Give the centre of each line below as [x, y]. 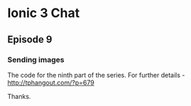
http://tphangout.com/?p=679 [51, 83]
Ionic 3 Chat [44, 13]
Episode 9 [30, 39]
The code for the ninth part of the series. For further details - [96, 75]
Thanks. [19, 96]
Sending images [36, 60]
